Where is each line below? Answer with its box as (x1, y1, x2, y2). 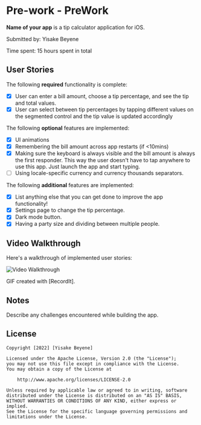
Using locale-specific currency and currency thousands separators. (14, 170, 184, 177)
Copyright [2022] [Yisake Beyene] (6, 344, 94, 351)
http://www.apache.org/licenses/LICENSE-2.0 (17, 377, 131, 383)
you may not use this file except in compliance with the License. (6, 361, 180, 367)
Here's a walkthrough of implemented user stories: (6, 254, 133, 262)
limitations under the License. (6, 413, 88, 420)
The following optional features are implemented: (6, 124, 130, 131)
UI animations (14, 136, 49, 143)
